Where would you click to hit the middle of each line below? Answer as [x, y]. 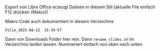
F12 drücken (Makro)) [27, 12]
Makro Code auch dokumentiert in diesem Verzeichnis [60, 21]
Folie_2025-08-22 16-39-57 [34, 30]
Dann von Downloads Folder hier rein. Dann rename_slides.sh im [70, 39]
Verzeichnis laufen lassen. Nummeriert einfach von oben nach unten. [74, 44]
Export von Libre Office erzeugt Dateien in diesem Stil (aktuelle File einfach [80, 7]
